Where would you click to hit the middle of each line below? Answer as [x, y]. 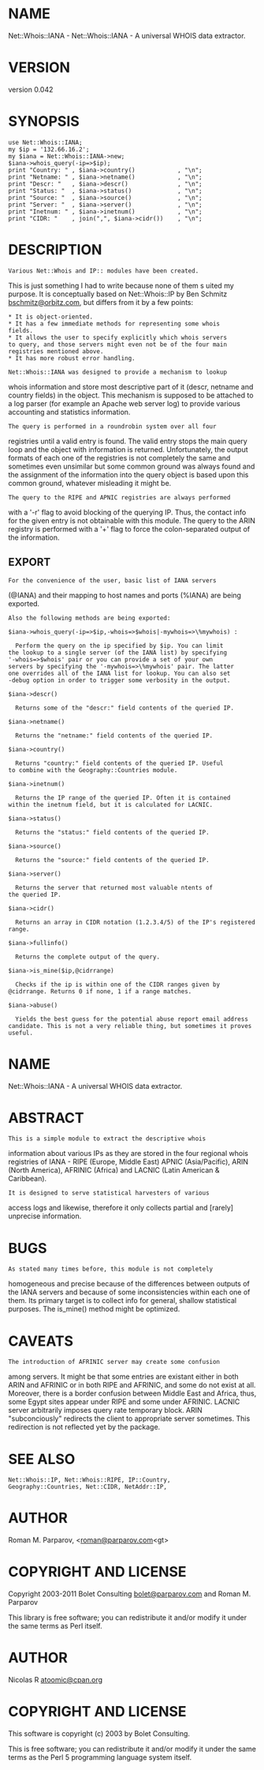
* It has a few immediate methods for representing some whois [114, 324]
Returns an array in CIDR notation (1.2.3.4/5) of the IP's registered [136, 922]
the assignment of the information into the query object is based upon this [128, 474]
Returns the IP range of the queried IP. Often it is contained [123, 798]
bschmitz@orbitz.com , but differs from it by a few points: [101, 302]
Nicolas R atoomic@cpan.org [56, 1680]
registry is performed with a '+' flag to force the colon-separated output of [129, 529]
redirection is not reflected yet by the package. [84, 1427]
